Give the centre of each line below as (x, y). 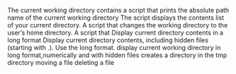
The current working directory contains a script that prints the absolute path (118, 10)
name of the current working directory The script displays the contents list (116, 18)
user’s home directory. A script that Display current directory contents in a (116, 32)
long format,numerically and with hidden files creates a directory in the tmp (117, 55)
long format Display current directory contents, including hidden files (108, 40)
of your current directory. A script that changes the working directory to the (118, 25)
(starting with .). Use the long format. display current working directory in (114, 48)
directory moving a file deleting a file (61, 62)
